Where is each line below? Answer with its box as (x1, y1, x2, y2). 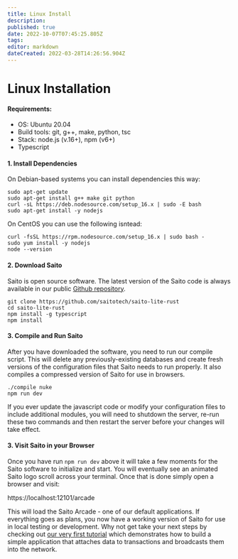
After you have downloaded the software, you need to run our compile (7, 347, 213, 356)
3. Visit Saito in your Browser (7, 441, 94, 450)
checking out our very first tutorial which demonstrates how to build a (7, 530, 212, 538)
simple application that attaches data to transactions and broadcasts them (7, 538, 225, 546)
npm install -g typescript (7, 310, 87, 318)
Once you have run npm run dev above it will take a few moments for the (7, 457, 218, 466)
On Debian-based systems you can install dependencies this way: (7, 175, 201, 183)
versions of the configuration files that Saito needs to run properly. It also (7, 362, 222, 371)
